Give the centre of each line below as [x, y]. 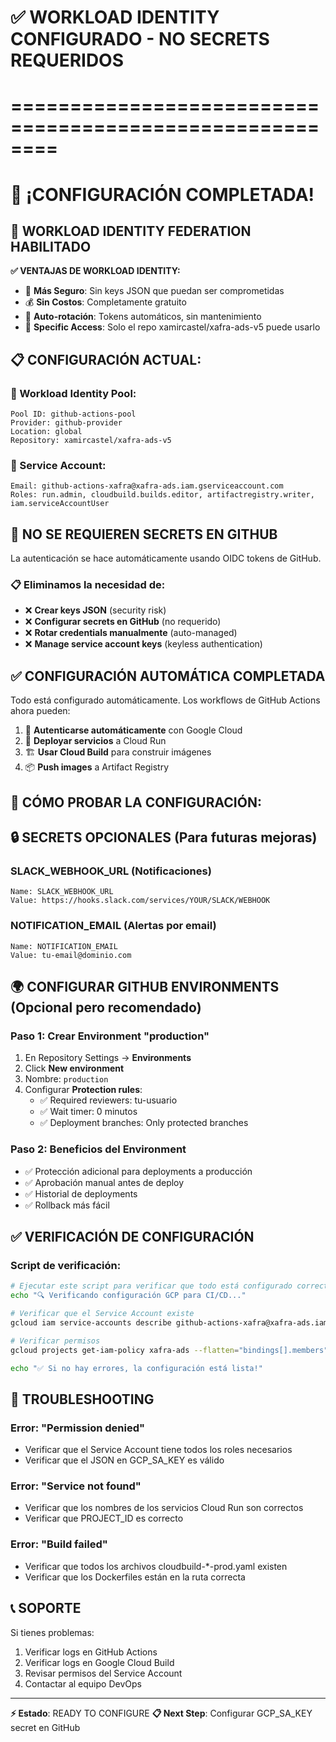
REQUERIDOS [67, 60]
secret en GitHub [45, 1727]
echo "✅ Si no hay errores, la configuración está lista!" [136, 1368]
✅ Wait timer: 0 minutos [88, 1112]
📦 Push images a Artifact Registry [97, 767]
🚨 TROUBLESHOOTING [82, 1399]
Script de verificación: [66, 1265]
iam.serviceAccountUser [60, 504]
